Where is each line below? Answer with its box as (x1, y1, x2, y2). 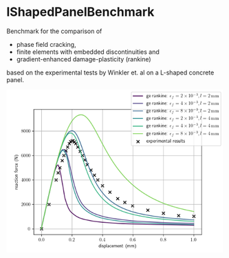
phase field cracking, (16, 40, 76, 48)
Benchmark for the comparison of (6, 27, 102, 35)
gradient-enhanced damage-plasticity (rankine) (16, 54, 152, 63)
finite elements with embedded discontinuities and (16, 48, 160, 56)
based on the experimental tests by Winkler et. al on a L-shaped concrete (6, 68, 215, 77)
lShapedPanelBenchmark (6, 4, 155, 20)
